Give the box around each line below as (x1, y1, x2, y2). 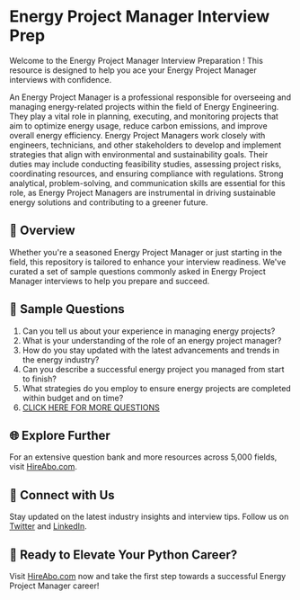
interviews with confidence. (9, 74, 112, 85)
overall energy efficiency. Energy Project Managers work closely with (9, 130, 266, 140)
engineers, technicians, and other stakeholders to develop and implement (9, 139, 282, 150)
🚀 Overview (9, 223, 75, 238)
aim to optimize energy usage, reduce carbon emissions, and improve (9, 120, 268, 131)
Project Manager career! (9, 580, 100, 591)
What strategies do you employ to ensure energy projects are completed (22, 382, 292, 393)
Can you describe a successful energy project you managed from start (22, 363, 285, 374)
